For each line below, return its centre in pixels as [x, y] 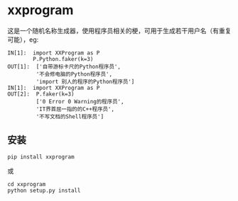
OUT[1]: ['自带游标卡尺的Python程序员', [64, 67]
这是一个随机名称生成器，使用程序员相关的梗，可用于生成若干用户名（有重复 [119, 30]
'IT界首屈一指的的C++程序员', [75, 109]
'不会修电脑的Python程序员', [74, 74]
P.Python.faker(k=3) [63, 59]
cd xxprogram [27, 184]
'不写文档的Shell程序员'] [70, 116]
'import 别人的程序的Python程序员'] [85, 81]
